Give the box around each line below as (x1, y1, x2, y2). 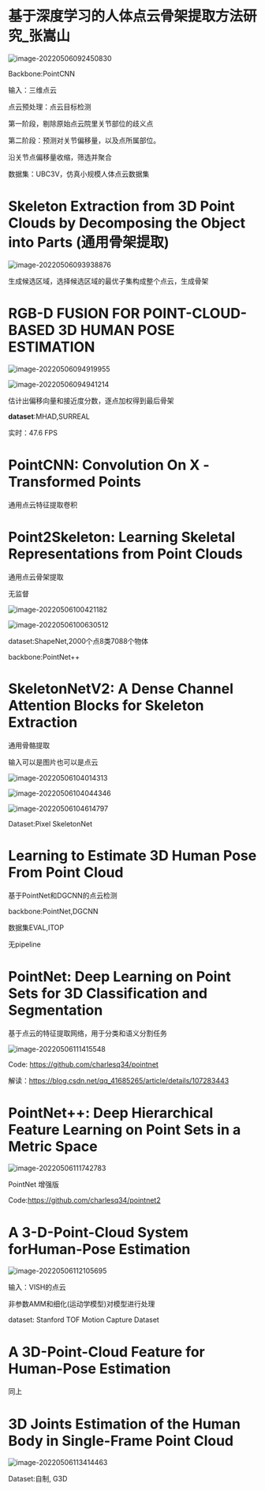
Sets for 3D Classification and (8, 985, 207, 1002)
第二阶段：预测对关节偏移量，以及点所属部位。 (8, 135, 160, 145)
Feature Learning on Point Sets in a (8, 1120, 241, 1139)
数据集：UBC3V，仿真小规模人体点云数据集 (8, 169, 150, 179)
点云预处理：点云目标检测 (8, 102, 91, 111)
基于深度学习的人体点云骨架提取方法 (8, 7, 244, 25)
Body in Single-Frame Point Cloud (8, 1432, 234, 1450)
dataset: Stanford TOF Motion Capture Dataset (8, 1315, 159, 1324)
